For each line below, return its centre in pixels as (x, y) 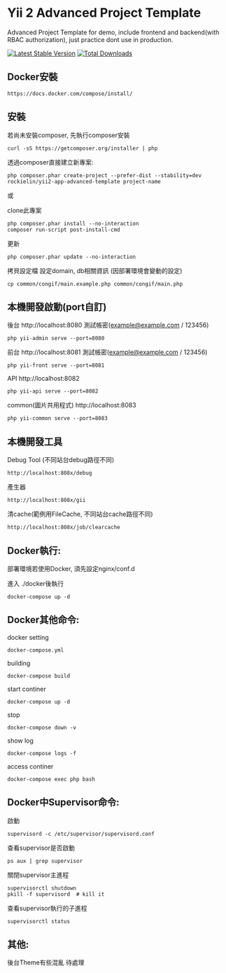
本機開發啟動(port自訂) (57, 307)
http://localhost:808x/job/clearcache (64, 527)
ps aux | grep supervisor (45, 861)
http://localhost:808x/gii (47, 500)
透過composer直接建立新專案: (50, 162)
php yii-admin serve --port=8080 (56, 338)
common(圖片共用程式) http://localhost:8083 (72, 405)
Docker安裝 (33, 77)
